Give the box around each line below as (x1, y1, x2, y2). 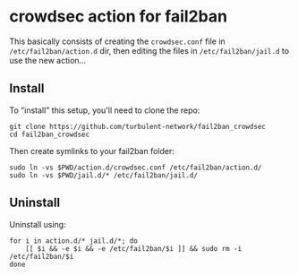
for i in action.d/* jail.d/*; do (9, 236, 139, 246)
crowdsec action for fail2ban (9, 6, 228, 27)
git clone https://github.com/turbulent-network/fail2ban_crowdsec (9, 122, 267, 131)
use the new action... (9, 55, 87, 65)
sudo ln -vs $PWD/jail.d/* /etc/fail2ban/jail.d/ (9, 170, 199, 180)
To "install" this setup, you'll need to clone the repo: (9, 105, 200, 116)
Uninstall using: (9, 219, 66, 229)
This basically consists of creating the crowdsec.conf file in (9, 36, 226, 47)
